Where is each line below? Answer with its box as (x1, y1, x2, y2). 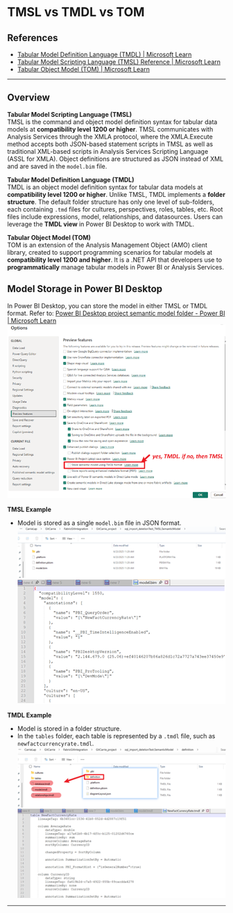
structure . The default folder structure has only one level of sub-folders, (7, 198, 215, 206)
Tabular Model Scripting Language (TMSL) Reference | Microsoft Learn (17, 58, 221, 66)
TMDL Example (7, 711, 52, 720)
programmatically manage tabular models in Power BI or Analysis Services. (7, 262, 224, 271)
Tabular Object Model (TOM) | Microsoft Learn (17, 65, 150, 73)
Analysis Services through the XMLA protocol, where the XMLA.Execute (7, 132, 213, 141)
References (7, 32, 58, 44)
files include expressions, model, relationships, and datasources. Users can (7, 212, 223, 221)
